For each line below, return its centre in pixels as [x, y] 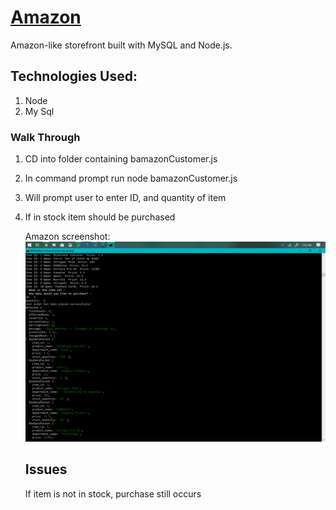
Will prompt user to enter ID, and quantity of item [125, 198]
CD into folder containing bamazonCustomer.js [121, 159]
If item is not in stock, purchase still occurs [113, 493]
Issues [46, 469]
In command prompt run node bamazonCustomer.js [131, 178]
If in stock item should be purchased [100, 217]
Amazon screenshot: [67, 237]
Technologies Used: [74, 76]
